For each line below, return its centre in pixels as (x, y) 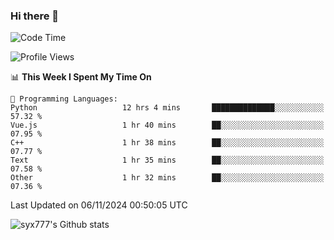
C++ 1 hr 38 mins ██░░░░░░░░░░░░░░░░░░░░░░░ (167, 143)
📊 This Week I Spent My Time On (81, 77)
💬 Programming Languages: (64, 99)
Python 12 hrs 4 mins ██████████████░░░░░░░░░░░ (167, 108)
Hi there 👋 (35, 16)
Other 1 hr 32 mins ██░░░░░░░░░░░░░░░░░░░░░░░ (167, 178)
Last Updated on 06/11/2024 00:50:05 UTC (99, 205)
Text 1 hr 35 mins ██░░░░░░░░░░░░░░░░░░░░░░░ (167, 160)
